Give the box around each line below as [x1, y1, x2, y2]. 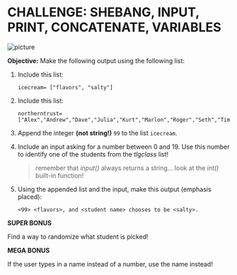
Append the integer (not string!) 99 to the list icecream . [17, 128, 178, 137]
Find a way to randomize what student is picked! [7, 232, 149, 241]
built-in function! [35, 171, 84, 179]
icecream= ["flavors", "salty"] [17, 84, 113, 91]
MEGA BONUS [7, 246, 50, 254]
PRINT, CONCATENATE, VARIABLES [7, 19, 221, 35]
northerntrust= [17, 110, 63, 117]
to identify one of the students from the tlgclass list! [17, 150, 169, 158]
